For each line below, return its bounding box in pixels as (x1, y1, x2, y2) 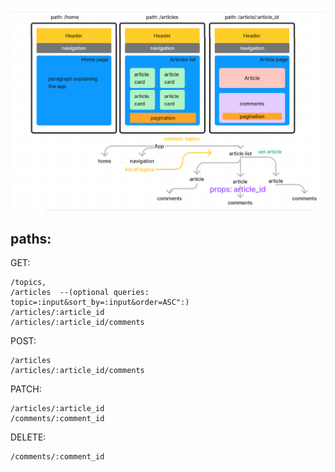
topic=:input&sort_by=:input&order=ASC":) (10, 298, 190, 308)
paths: (10, 231, 52, 248)
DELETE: (10, 431, 47, 443)
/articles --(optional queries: (10, 288, 150, 298)
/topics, (10, 278, 47, 288)
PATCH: (10, 383, 42, 395)
